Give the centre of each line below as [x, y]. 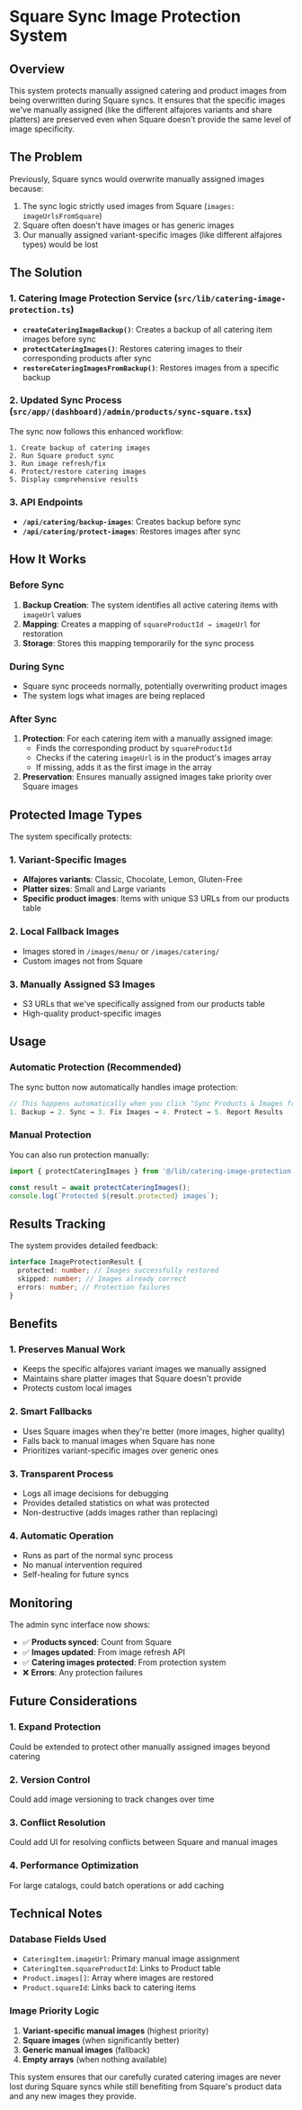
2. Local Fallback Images [64, 932]
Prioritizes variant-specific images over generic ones [120, 1450]
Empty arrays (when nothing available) [95, 2059]
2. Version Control [50, 1779]
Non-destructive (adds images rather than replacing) [120, 1512]
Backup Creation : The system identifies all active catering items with [150, 605]
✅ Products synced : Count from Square [97, 1642]
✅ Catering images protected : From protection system [124, 1662]
